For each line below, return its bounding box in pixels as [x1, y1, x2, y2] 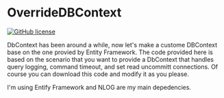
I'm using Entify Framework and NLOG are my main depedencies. [7, 83, 192, 91]
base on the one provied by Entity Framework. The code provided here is [7, 48, 214, 56]
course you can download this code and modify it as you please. [7, 70, 190, 78]
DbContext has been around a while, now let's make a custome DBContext [7, 40, 218, 49]
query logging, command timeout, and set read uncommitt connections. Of [7, 62, 219, 71]
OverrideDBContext [7, 5, 122, 21]
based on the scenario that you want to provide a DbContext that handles [7, 55, 214, 63]
